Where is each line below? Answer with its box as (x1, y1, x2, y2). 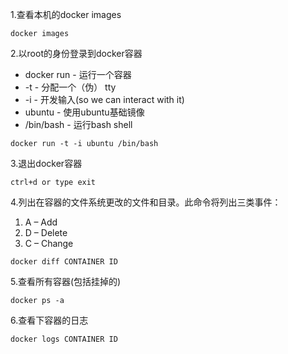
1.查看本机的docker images (10, 9, 122, 20)
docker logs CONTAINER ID (10, 334, 118, 344)
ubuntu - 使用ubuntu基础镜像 (24, 106, 145, 118)
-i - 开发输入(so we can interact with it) (24, 94, 185, 105)
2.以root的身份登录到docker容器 (10, 48, 143, 59)
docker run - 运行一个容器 (24, 69, 132, 80)
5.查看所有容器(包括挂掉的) (10, 276, 122, 287)
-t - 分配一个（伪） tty (24, 81, 117, 93)
